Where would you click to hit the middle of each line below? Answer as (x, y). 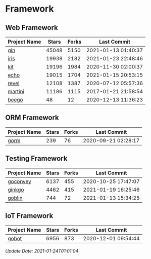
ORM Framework (32, 118)
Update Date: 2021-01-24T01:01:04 (42, 251)
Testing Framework (36, 158)
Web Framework (32, 28)
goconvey (20, 181)
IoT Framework (29, 216)
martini (16, 91)
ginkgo (16, 190)
